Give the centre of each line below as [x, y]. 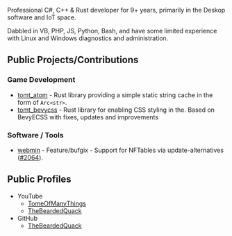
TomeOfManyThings [57, 203]
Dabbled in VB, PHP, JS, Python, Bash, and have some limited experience [112, 31]
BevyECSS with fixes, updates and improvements [88, 117]
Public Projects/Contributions [73, 60]
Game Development [41, 80]
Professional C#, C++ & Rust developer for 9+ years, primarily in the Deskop [116, 10]
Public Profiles [39, 179]
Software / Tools [35, 135]
